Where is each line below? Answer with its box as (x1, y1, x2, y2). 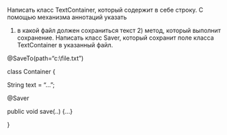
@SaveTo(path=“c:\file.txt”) (7, 54, 84, 62)
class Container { (7, 68, 56, 75)
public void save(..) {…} (7, 108, 73, 115)
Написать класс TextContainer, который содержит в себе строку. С (7, 6, 204, 14)
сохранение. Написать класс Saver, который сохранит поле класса (16, 34, 214, 42)
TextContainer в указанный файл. (16, 41, 113, 49)
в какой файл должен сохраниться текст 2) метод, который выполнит (16, 27, 221, 34)
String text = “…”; (7, 81, 55, 88)
